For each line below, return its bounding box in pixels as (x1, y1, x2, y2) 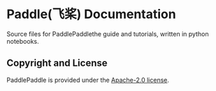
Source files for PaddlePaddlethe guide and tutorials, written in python (6, 29, 209, 38)
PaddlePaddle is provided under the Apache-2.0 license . (6, 76, 169, 84)
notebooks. (6, 37, 39, 45)
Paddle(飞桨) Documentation (6, 6, 176, 22)
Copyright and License (6, 57, 108, 69)
